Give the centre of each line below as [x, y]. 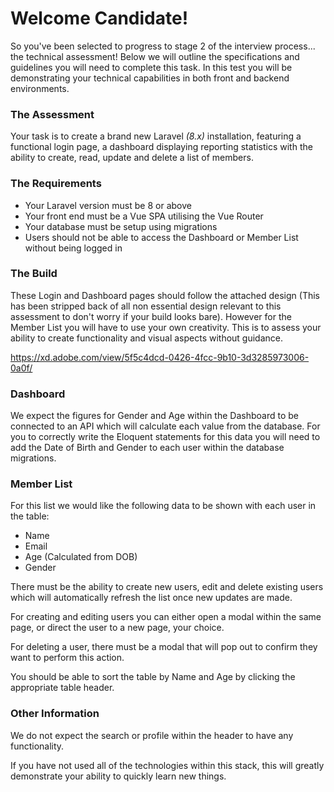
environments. [40, 88]
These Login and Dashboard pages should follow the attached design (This [165, 295]
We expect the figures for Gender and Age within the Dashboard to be [154, 416]
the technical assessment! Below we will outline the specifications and [155, 56]
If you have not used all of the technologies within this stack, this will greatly [167, 765]
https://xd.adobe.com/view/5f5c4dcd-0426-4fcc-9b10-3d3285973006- [160, 357]
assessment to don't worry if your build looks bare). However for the [151, 316]
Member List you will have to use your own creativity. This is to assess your [166, 327]
